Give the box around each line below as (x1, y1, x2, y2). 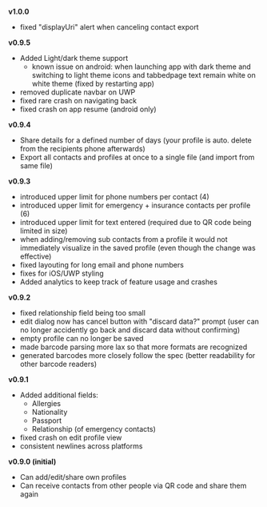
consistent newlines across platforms (19, 441, 143, 451)
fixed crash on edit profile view (19, 433, 122, 442)
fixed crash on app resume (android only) (19, 104, 157, 114)
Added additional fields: (19, 390, 98, 400)
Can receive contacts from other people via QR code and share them (19, 481, 247, 490)
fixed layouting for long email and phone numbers (19, 260, 184, 269)
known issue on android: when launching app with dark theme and (31, 62, 252, 71)
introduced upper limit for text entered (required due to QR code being (19, 218, 252, 227)
